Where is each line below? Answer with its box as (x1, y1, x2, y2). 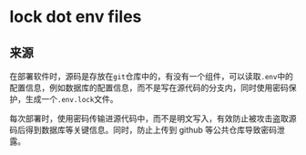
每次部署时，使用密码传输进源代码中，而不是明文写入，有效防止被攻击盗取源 (9, 113, 297, 124)
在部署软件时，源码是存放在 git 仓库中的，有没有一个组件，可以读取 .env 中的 (9, 71, 294, 81)
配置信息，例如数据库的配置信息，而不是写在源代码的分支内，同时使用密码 (9, 82, 289, 93)
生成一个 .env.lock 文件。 (25, 94, 118, 104)
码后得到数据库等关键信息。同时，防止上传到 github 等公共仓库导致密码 (9, 125, 278, 135)
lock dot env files (9, 6, 142, 27)
